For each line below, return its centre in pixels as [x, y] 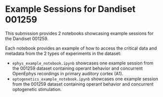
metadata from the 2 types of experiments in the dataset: [63, 53]
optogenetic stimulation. [37, 89]
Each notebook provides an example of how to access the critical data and [81, 48]
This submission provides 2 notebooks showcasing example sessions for [80, 33]
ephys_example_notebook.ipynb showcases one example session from [83, 63]
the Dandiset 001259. [27, 39]
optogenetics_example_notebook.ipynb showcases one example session [85, 79]
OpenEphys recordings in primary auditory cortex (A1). [68, 73]
